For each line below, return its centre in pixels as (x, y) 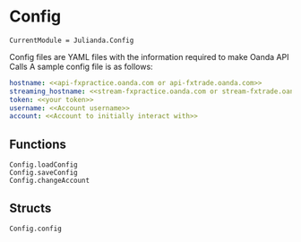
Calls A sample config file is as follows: (82, 66)
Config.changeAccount (50, 181)
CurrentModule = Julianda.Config (72, 40)
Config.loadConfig (43, 165)
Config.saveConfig (43, 173)
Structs (30, 208)
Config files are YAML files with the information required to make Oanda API (149, 56)
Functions (38, 144)
